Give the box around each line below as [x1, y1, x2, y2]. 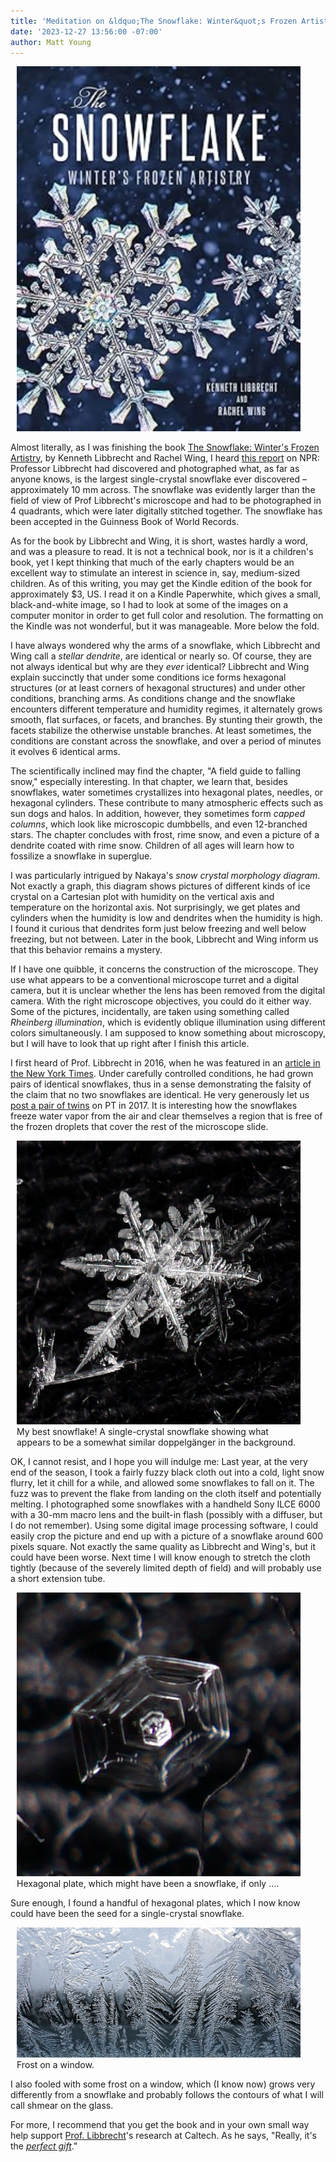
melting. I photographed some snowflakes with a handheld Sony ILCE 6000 [10, 1498, 321, 1510]
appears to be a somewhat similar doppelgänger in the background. [16, 1436, 296, 1448]
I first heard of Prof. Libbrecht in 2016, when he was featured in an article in [10, 1056, 321, 1069]
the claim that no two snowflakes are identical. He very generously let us [10, 1088, 310, 1100]
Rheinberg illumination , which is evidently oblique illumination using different [10, 1016, 326, 1028]
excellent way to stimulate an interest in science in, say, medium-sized [10, 566, 301, 579]
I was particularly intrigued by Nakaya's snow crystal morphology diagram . [10, 869, 321, 881]
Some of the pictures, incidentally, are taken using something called [10, 1005, 290, 1017]
